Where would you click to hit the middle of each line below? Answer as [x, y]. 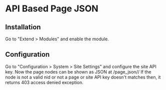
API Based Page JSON [52, 9]
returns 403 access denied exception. [44, 82]
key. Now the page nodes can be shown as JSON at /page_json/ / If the [78, 72]
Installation [23, 27]
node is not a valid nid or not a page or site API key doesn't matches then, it [83, 77]
